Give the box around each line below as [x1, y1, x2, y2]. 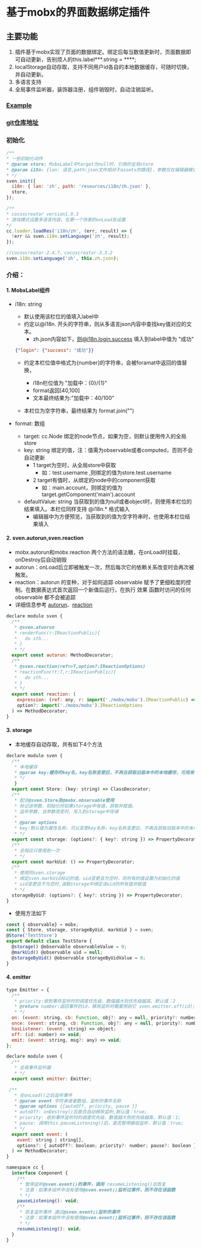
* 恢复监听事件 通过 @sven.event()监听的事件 [19, 1209, 121, 1215]
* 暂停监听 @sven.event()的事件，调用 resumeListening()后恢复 [19, 1181, 166, 1187]
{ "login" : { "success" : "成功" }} [14, 348, 94, 354]
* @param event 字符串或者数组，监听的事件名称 [14, 1098, 121, 1104]
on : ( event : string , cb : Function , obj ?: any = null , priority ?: [11, 1015, 178, 1021]
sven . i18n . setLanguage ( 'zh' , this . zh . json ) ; [6, 256, 119, 262]
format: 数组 [14, 420, 45, 427]
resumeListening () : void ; [17, 1226, 82, 1232]
